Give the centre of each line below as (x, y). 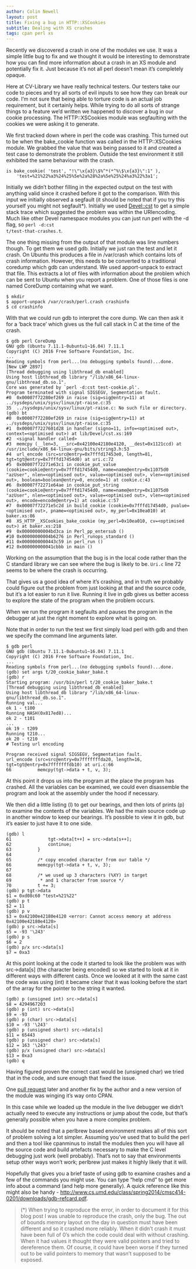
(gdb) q (16, 1061)
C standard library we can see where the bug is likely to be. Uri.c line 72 (94, 564)
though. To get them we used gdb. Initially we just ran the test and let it (92, 249)
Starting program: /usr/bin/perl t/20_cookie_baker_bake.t (80, 682)
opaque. (16, 75)
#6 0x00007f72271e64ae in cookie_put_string (62, 485)
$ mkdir (16, 297)
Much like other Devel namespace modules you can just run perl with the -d (97, 219)
